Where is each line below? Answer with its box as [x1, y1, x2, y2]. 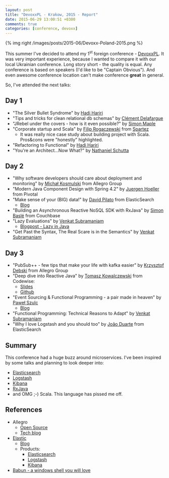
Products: [20, 446, 40, 452]
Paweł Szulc [12, 300, 38, 306]
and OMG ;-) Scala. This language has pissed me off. [12, 391, 123, 397]
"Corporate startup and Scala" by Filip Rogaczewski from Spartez [12, 126, 149, 132]
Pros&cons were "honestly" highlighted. [20, 137, 103, 143]
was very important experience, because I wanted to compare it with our [5, 56, 156, 62]
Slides [20, 283, 33, 290]
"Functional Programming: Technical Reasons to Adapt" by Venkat [12, 311, 150, 317]
